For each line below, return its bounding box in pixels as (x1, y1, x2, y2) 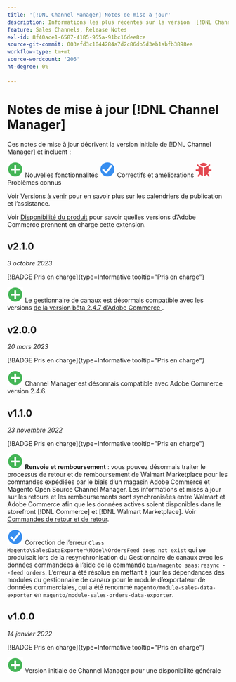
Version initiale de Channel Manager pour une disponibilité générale (24, 666, 221, 674)
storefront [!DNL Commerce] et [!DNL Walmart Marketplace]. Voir (7, 508, 197, 516)
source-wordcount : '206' (7, 56, 80, 63)
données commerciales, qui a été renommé (7, 583, 133, 591)
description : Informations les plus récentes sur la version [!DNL (7, 18, 212, 26)
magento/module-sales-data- (133, 584, 216, 591)
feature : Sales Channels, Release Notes (7, 26, 128, 33)
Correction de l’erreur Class (24, 538, 105, 546)
